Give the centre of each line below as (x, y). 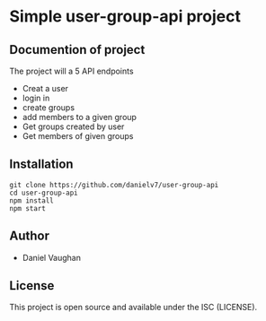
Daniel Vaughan (51, 257)
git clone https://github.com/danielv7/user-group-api (114, 185)
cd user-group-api (44, 193)
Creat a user (45, 88)
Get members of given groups (78, 136)
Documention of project (77, 50)
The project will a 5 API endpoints (71, 71)
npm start (28, 208)
